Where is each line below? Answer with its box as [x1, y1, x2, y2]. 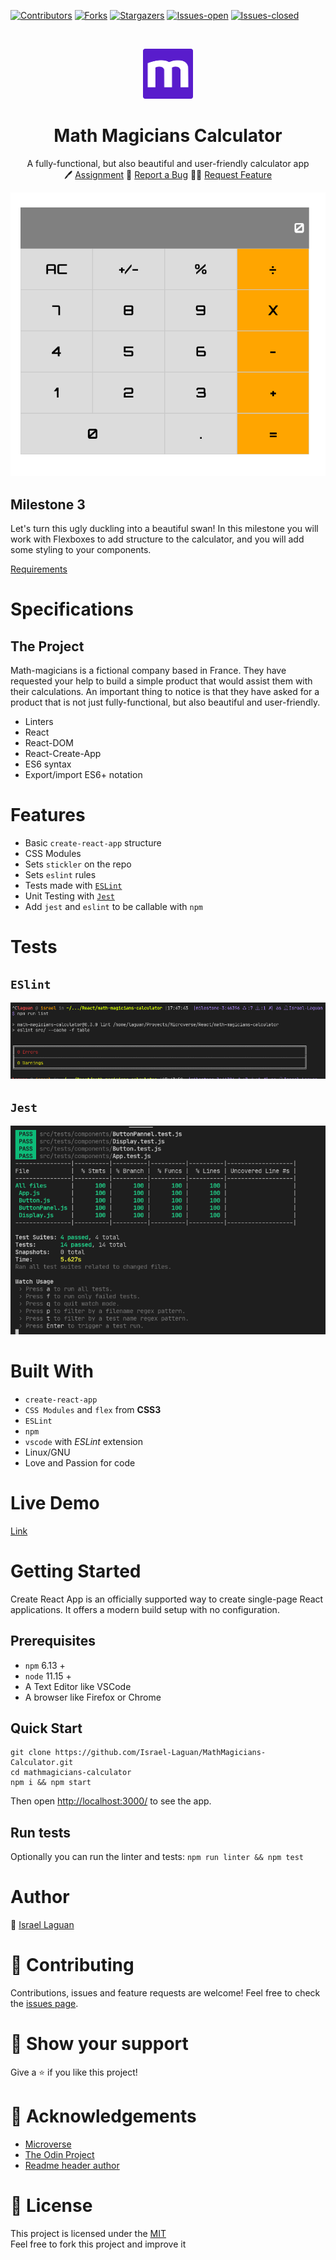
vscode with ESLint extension [24, 1435, 143, 1447]
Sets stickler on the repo [24, 858, 132, 870]
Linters [24, 716, 54, 728]
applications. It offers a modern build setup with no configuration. [10, 1603, 280, 1615]
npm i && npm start [10, 1778, 92, 1788]
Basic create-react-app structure [24, 837, 162, 849]
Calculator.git [10, 1758, 74, 1768]
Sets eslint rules [24, 869, 97, 881]
